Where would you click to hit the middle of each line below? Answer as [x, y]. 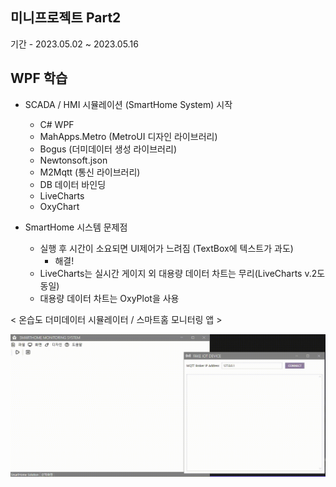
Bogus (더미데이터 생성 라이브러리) [108, 149]
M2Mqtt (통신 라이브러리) [90, 172]
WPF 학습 [39, 78]
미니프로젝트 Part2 [66, 18]
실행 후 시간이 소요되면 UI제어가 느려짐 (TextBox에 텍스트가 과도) [166, 248]
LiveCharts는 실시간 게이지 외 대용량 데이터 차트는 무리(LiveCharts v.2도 [182, 273]
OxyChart [59, 206]
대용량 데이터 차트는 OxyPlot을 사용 [109, 298]
